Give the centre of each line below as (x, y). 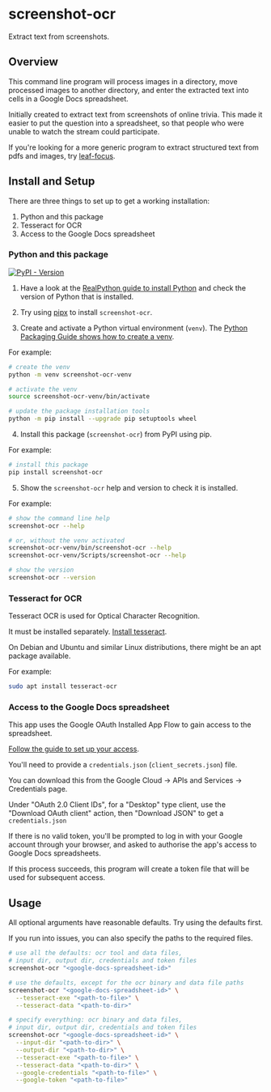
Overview (34, 62)
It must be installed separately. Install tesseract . (88, 631)
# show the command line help (59, 518)
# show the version (41, 570)
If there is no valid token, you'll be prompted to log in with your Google (125, 836)
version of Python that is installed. (77, 296)
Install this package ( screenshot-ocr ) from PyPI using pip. (116, 435)
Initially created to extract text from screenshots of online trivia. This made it (135, 114)
